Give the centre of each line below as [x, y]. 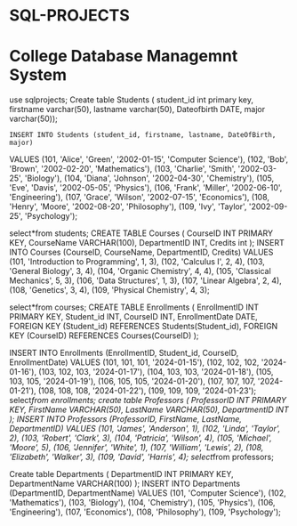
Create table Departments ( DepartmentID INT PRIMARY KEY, [121, 474]
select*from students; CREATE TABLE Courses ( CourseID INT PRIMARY [141, 233]
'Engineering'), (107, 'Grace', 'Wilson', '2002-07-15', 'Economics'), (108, [139, 198]
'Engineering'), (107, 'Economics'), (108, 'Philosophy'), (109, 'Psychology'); [145, 512]
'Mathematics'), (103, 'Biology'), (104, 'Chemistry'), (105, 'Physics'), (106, [142, 503]
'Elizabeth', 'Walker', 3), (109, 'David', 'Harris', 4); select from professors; [141, 457]
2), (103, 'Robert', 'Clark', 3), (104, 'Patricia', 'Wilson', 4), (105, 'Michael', [141, 438]
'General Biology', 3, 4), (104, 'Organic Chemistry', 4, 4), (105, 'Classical [140, 271]
